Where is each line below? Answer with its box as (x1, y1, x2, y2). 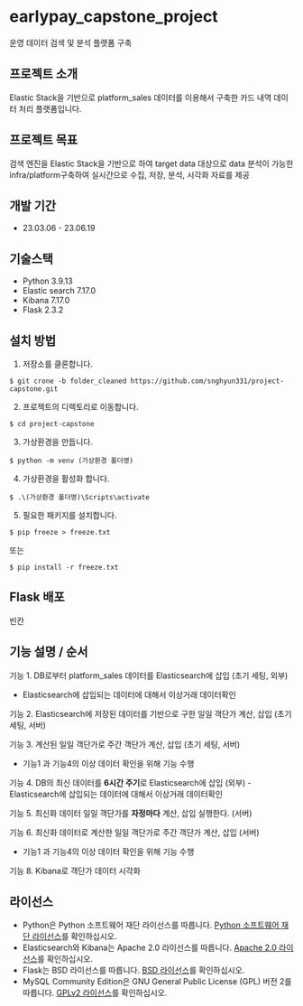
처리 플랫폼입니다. (18, 103, 82, 114)
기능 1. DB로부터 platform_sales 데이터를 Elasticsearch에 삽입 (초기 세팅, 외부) (9, 670, 289, 681)
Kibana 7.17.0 (22, 295, 70, 306)
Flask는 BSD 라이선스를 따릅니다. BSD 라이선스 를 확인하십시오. (22, 964, 245, 976)
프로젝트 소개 (9, 66, 78, 82)
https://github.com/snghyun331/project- (130, 377, 284, 386)
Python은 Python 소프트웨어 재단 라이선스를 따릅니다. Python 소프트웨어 (22, 919, 280, 931)
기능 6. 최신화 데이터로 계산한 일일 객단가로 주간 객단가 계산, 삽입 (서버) (9, 826, 260, 837)
